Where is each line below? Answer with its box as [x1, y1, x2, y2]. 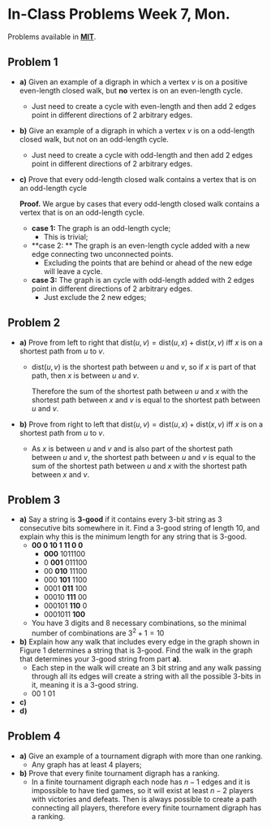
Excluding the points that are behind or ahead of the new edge [43, 258, 253, 267]
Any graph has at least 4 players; [31, 759, 143, 769]
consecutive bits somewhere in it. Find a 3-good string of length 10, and [19, 523, 260, 533]
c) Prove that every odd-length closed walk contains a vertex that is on [19, 174, 257, 184]
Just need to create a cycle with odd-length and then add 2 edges [31, 150, 253, 159]
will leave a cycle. [43, 266, 103, 276]
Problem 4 [7, 729, 62, 744]
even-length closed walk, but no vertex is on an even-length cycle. [19, 85, 243, 95]
